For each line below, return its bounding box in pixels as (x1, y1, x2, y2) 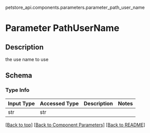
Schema (5, 71, 32, 80)
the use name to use (5, 56, 49, 62)
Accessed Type (40, 100, 79, 107)
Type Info (5, 87, 30, 94)
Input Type (8, 100, 35, 107)
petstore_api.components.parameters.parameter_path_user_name (5, 5, 145, 10)
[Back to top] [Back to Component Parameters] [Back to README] (5, 122, 145, 128)
